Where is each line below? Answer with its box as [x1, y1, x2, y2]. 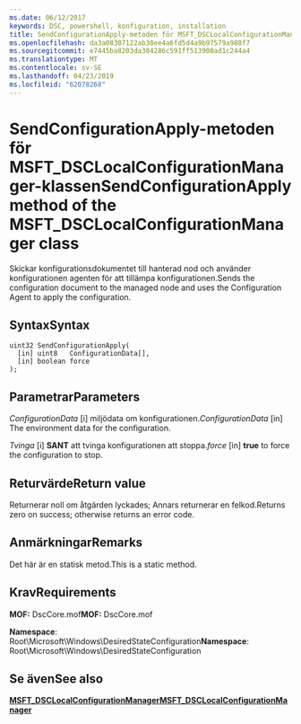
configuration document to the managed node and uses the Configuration [9, 282, 282, 293]
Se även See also [9, 671, 104, 687]
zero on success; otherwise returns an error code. [9, 509, 195, 519]
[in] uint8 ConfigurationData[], [17, 349, 150, 358]
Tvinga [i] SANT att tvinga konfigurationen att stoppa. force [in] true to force [9, 440, 290, 451]
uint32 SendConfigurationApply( [9, 341, 130, 350]
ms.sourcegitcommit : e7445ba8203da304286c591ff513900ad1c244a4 [9, 47, 251, 56]
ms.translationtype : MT [9, 55, 99, 64]
